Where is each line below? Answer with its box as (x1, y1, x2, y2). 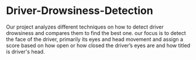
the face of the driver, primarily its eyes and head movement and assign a (6, 36, 183, 43)
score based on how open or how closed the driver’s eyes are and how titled (6, 42, 191, 49)
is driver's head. (6, 48, 45, 55)
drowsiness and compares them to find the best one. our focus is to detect (6, 29, 186, 36)
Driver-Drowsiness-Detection (6, 4, 153, 17)
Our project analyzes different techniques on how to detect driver (6, 23, 164, 30)
